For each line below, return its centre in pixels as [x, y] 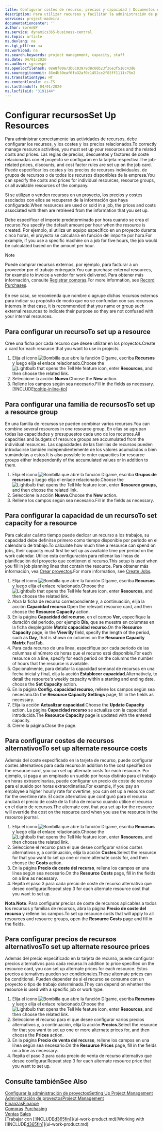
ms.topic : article [24, 37]
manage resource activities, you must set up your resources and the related [81, 149]
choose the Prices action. [38, 1035]
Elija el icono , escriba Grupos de [84, 474]
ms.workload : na [21, 50]
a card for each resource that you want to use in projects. [62, 349]
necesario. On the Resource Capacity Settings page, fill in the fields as [83, 694]
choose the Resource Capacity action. [51, 612]
